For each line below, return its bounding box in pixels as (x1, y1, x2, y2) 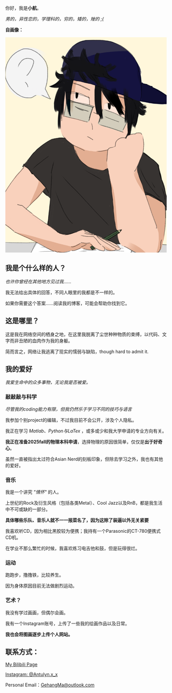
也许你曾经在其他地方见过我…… (5, 278, 72, 285)
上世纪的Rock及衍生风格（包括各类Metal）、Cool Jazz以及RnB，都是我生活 (5, 500, 163, 506)
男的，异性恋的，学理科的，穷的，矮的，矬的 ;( (5, 16, 104, 22)
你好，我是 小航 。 (5, 5, 41, 11)
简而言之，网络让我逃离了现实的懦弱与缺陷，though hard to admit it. (5, 348, 149, 355)
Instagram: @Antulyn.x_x (5, 672, 58, 678)
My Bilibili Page (5, 661, 38, 667)
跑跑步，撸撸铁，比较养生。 (5, 572, 64, 578)
